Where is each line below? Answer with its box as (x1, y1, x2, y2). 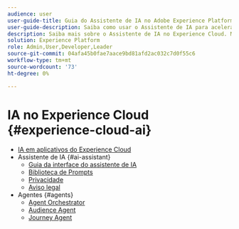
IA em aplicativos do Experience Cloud (17, 145, 132, 154)
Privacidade (28, 176, 64, 184)
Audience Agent (28, 206, 76, 214)
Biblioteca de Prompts (28, 168, 94, 176)
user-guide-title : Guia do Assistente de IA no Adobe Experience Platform (7, 17, 234, 24)
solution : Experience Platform (7, 37, 100, 44)
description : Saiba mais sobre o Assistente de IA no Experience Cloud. (7, 30, 228, 38)
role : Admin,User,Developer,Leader (7, 43, 113, 50)
